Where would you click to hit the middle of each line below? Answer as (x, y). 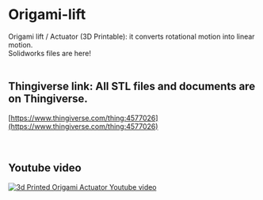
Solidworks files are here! (50, 53)
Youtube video (45, 168)
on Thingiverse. (48, 99)
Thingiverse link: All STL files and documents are (132, 87)
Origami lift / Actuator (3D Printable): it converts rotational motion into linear (131, 36)
